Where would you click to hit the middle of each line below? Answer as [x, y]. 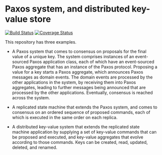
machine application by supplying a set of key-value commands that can [84, 132]
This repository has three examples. [41, 42]
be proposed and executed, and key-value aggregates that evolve [78, 137]
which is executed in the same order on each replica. [65, 117]
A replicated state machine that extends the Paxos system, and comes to [85, 107]
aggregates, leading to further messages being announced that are [79, 87]
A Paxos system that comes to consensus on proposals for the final [79, 51]
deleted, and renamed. [35, 147]
